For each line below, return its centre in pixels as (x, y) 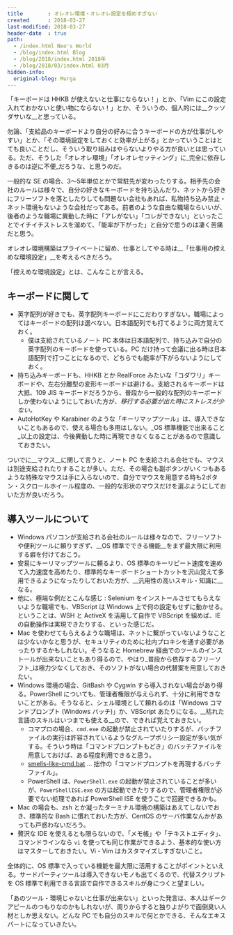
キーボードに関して (48, 296)
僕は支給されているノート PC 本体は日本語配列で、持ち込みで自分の (125, 341)
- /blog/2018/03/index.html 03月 (61, 66)
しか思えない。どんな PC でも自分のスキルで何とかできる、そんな (113, 915)
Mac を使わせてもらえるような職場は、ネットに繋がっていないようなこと (121, 633)
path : (15, 40)
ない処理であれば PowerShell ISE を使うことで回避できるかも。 (130, 799)
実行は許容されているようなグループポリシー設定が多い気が (137, 738)
